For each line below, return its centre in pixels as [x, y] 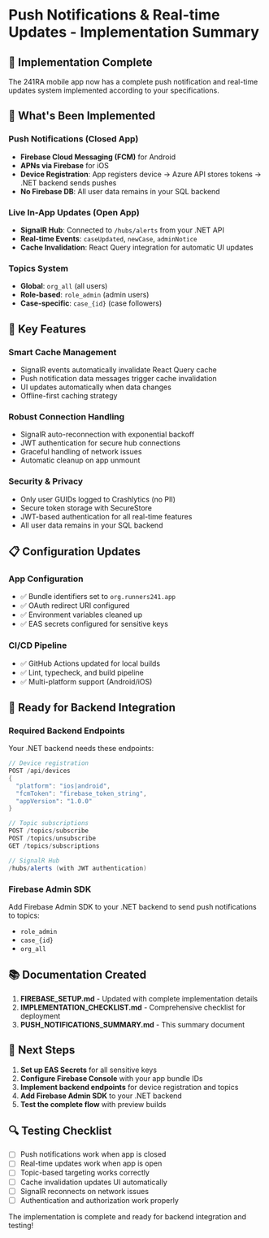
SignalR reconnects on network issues [84, 1191]
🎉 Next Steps [42, 1050]
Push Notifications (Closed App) [74, 139]
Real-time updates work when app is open [91, 1163]
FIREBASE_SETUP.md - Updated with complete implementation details [139, 998]
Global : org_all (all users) [64, 286]
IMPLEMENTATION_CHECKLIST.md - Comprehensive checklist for [133, 1007]
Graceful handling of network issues [81, 452]
